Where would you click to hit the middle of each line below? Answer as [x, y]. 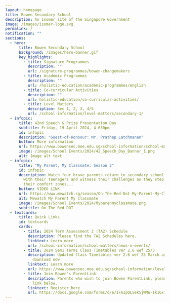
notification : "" [24, 33]
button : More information [46, 142]
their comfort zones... [48, 184]
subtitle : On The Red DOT [46, 208]
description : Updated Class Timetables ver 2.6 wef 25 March [93, 255]
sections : [16, 39]
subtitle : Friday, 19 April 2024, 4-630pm [64, 128]
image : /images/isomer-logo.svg [39, 24]
